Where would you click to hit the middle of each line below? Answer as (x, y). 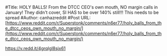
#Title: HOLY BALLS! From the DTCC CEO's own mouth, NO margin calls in (82, 7)
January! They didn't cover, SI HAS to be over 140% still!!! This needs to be (82, 12)
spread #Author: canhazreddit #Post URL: (48, 18)
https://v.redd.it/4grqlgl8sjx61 (36, 48)
